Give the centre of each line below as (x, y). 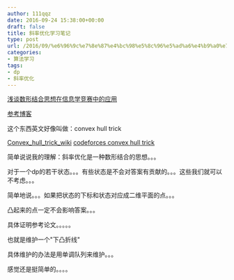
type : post (23, 40)
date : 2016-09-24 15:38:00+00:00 (56, 20)
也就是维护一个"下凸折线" (44, 240)
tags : (15, 65)
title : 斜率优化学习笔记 (39, 33)
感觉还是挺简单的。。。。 (39, 270)
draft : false (26, 26)
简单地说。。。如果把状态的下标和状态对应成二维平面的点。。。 (93, 195)
